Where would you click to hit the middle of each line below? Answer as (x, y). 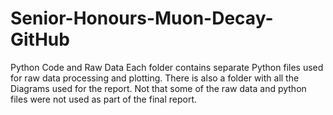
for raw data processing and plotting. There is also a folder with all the (155, 78)
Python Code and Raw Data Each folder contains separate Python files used (167, 67)
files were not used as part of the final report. (104, 99)
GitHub (40, 39)
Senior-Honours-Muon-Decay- (142, 18)
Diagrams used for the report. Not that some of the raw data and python (158, 88)
